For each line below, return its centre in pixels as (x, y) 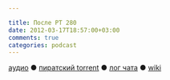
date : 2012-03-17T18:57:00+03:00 (64, 30)
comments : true (34, 38)
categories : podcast (43, 45)
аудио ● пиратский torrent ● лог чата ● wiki (85, 68)
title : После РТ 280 (43, 22)
